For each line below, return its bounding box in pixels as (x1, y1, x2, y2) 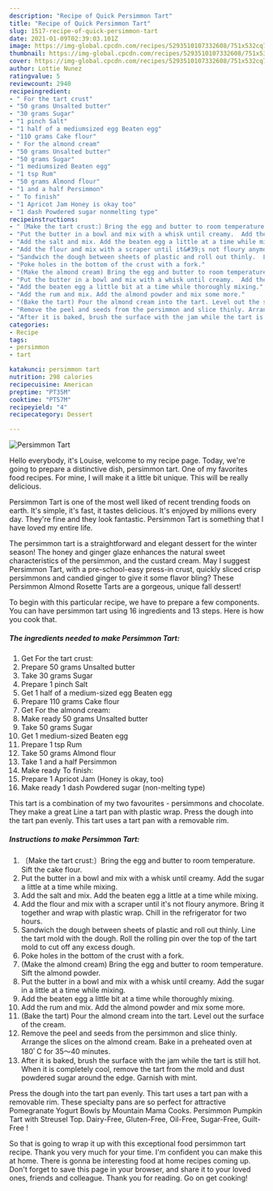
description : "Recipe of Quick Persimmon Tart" (9, 11, 173, 20)
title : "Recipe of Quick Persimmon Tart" (9, 19, 151, 28)
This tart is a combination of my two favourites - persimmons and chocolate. (9, 799, 264, 809)
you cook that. (9, 615, 58, 625)
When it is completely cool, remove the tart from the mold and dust (20, 1065, 245, 1074)
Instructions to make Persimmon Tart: (9, 834, 140, 843)
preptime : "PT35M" (9, 388, 71, 396)
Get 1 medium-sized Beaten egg (20, 731, 129, 741)
